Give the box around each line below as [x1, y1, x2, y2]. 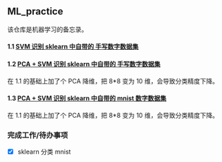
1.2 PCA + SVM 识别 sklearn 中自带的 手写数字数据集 [7, 60, 161, 68]
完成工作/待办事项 [7, 130, 68, 140]
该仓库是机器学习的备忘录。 [7, 25, 88, 34]
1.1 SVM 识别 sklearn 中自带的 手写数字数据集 [7, 42, 139, 51]
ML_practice [7, 6, 63, 18]
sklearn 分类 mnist [17, 147, 71, 156]
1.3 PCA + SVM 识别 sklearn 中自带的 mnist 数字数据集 [7, 94, 167, 102]
